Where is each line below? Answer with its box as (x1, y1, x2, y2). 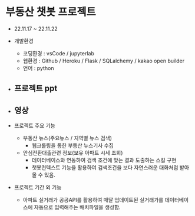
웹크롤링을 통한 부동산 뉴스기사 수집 (31, 142, 114, 149)
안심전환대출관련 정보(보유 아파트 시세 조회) (22, 149, 123, 157)
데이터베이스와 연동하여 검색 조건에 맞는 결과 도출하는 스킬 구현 (31, 157, 177, 164)
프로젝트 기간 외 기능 (14, 184, 62, 191)
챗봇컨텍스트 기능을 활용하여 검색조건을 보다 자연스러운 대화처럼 (31, 164, 179, 171)
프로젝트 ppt (14, 84, 58, 94)
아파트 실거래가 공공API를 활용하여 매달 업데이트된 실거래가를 (22, 197, 164, 204)
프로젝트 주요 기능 (14, 122, 55, 129)
